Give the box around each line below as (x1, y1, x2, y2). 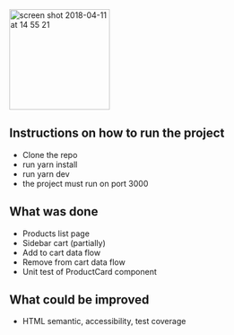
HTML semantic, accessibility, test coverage (22, 316, 186, 327)
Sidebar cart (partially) (22, 237, 106, 248)
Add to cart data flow (22, 247, 101, 258)
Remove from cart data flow (22, 256, 126, 268)
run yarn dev (22, 168, 70, 179)
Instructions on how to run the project (9, 126, 225, 141)
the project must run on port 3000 (22, 178, 149, 189)
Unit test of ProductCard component (22, 266, 157, 277)
